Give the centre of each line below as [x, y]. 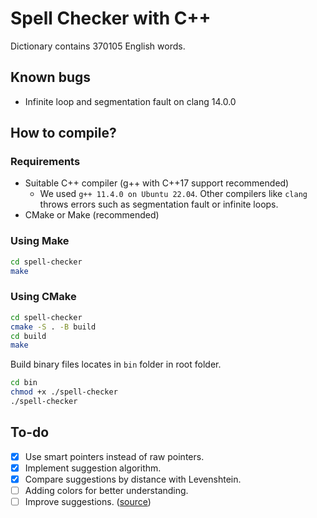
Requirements [45, 162]
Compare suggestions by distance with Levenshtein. [133, 479]
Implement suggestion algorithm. [93, 468]
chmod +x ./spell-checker [64, 392]
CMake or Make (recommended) [92, 215]
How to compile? [63, 133]
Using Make [40, 241]
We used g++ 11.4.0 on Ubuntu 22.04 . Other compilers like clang [173, 194]
